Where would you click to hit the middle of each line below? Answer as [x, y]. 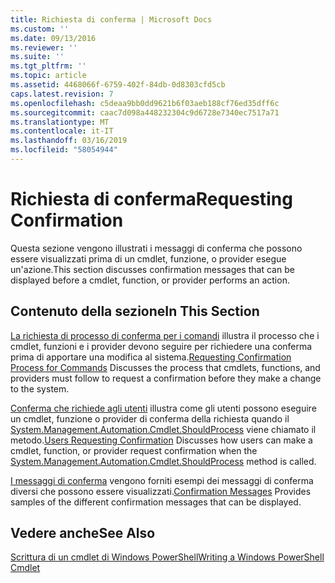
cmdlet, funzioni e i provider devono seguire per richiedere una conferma [161, 346]
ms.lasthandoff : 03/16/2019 [69, 141]
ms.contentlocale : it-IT [62, 131]
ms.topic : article [48, 76]
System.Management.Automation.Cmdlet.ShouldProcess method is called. [163, 461]
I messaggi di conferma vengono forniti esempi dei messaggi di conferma [162, 480]
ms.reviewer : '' [44, 47]
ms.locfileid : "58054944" [64, 150]
